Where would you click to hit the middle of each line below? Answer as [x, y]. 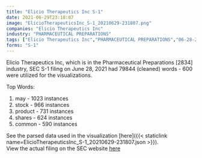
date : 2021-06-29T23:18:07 [40, 17]
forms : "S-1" [23, 46]
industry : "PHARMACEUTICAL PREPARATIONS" [59, 34]
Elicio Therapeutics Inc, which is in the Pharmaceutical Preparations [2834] [99, 62]
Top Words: [20, 87]
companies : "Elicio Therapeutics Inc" [55, 29]
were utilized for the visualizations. [49, 75]
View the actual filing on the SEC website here [63, 148]
